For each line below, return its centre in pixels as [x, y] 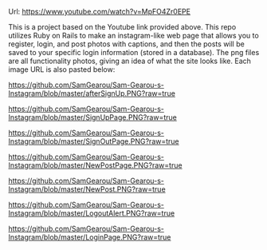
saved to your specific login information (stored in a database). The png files [134, 52]
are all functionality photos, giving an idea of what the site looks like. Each [130, 61]
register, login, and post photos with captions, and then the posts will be [126, 44]
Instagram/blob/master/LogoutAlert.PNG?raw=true [92, 213]
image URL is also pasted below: [62, 69]
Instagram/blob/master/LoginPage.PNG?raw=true [90, 237]
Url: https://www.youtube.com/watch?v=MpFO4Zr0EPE [100, 12]
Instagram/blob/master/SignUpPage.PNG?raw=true [92, 117]
